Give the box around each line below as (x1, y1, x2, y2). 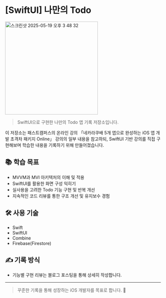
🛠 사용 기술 (5, 209, 39, 217)
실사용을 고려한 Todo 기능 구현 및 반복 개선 (12, 186, 95, 192)
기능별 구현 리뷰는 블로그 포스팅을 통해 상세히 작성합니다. (12, 272, 122, 278)
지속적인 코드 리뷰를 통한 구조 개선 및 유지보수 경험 (12, 193, 110, 199)
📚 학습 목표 (5, 158, 40, 167)
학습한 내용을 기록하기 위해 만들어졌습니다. (22, 142, 104, 148)
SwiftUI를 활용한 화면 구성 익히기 (12, 180, 76, 186)
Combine (12, 235, 31, 241)
